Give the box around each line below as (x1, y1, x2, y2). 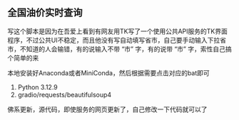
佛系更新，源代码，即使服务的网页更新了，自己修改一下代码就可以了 (7, 105, 208, 114)
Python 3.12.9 (17, 82, 59, 91)
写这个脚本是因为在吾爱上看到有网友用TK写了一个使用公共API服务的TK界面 (7, 27, 228, 36)
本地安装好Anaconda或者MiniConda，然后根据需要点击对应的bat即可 (7, 68, 210, 77)
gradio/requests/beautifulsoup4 (17, 90, 112, 99)
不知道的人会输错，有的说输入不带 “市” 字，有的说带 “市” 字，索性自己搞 (19, 45, 232, 53)
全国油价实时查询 (7, 6, 83, 19)
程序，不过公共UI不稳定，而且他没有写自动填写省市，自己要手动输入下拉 (7, 36, 220, 44)
